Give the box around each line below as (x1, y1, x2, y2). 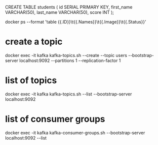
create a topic (5, 36, 63, 47)
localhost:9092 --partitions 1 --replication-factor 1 (19, 58, 121, 63)
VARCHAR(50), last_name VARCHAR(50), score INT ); (5, 9, 115, 15)
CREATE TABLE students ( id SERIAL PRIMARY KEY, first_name (5, 4, 133, 10)
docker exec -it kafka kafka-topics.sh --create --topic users (5, 52, 127, 58)
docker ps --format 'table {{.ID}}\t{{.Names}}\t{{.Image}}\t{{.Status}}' (5, 19, 147, 25)
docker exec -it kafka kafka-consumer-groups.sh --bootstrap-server (5, 130, 145, 136)
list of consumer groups (5, 114, 105, 125)
